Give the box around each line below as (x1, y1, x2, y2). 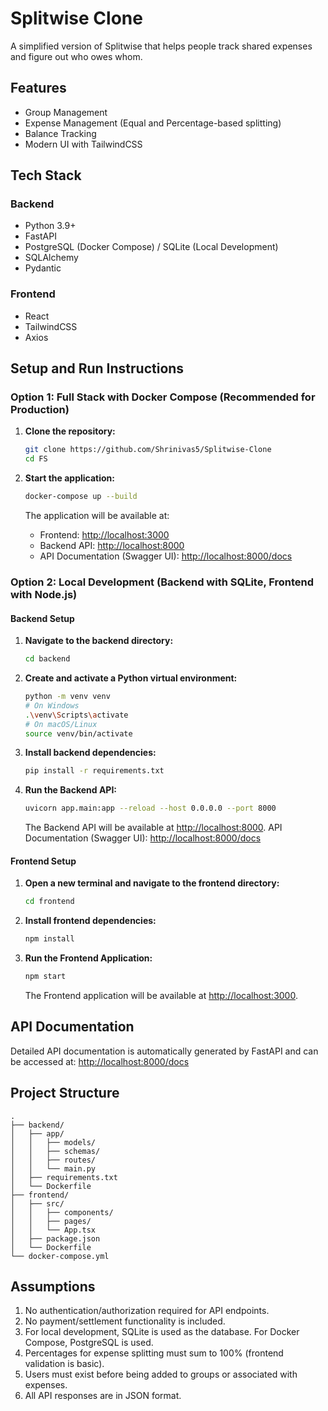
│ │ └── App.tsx (10, 1225, 97, 1235)
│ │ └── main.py (10, 1163, 97, 1174)
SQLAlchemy (24, 252, 79, 264)
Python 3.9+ (24, 220, 77, 232)
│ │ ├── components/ (10, 1207, 114, 1217)
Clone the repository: (24, 425, 116, 437)
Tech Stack (10, 167, 82, 184)
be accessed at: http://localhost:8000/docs (10, 1055, 190, 1067)
